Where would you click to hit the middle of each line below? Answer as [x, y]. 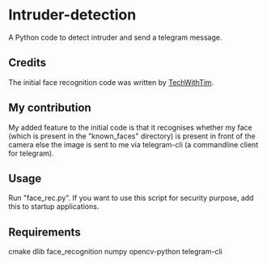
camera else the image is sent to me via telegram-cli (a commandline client [133, 144]
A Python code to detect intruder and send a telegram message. [115, 37]
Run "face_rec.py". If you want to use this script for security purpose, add [131, 198]
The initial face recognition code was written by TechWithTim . [111, 82]
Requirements [44, 232]
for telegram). [31, 153]
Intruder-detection [72, 15]
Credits [28, 63]
